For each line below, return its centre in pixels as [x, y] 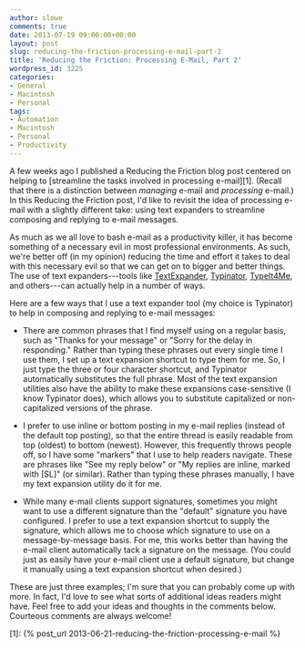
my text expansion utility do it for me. [92, 483]
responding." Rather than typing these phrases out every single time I [152, 350]
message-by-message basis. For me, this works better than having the [155, 540]
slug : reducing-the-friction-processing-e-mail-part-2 [116, 52]
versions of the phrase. [109, 407]
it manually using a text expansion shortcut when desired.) [132, 569]
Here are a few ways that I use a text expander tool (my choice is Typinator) [152, 303]
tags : [20, 111]
